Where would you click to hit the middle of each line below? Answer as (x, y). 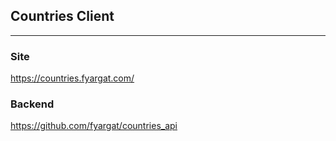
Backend (32, 104)
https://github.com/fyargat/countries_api (94, 126)
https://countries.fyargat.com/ (72, 78)
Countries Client (62, 16)
